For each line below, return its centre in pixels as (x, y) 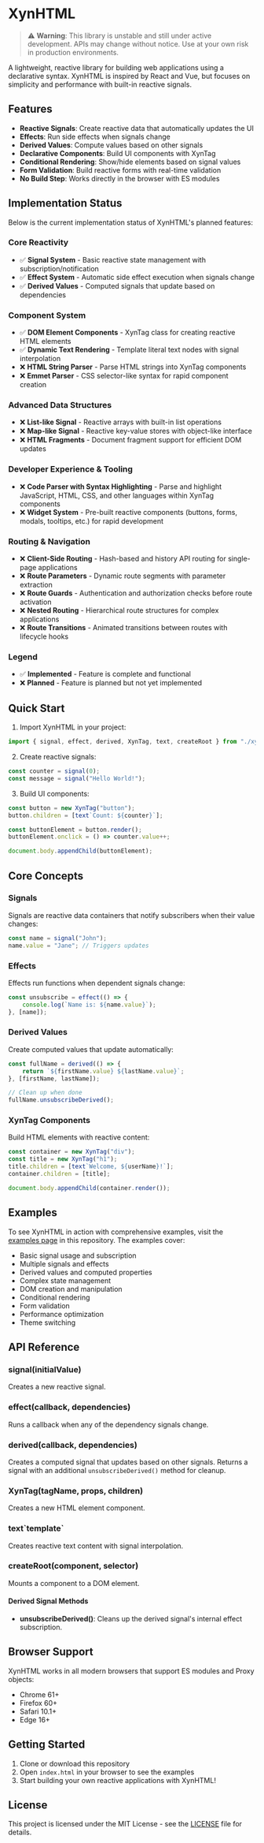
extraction (36, 585)
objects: (21, 1679)
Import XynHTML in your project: (73, 727)
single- (239, 559)
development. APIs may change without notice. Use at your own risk (138, 43)
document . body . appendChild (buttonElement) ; (81, 851)
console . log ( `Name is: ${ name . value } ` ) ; (89, 1005)
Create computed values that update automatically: (91, 1049)
